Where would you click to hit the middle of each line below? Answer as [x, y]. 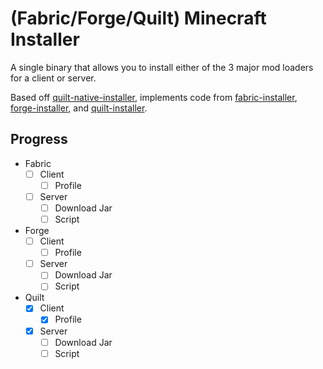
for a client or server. [53, 78]
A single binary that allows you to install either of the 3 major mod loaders [162, 67]
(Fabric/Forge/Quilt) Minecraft [138, 18]
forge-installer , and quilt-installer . [79, 108]
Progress [39, 139]
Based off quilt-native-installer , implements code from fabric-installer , [154, 97]
